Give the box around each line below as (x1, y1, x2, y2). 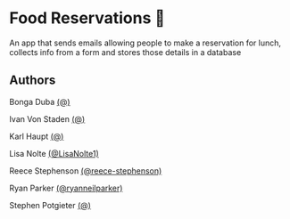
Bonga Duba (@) (9, 96, 70, 107)
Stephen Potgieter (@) (9, 199, 92, 210)
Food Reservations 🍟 (9, 8, 166, 28)
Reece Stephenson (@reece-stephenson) (9, 165, 162, 176)
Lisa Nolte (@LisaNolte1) (9, 148, 100, 158)
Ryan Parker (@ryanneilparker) (9, 182, 123, 193)
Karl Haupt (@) (9, 131, 64, 142)
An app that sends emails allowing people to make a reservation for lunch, (9, 37, 282, 48)
